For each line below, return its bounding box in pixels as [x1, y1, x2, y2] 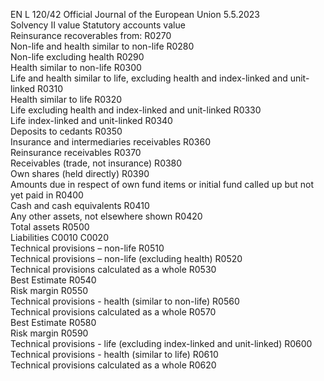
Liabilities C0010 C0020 [10, 232, 109, 243]
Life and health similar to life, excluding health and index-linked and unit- [10, 72, 310, 84]
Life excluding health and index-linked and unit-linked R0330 [10, 104, 262, 116]
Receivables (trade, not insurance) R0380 [10, 157, 183, 169]
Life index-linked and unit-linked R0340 [10, 115, 173, 126]
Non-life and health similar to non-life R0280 [10, 40, 195, 52]
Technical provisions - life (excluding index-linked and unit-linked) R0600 [10, 338, 313, 349]
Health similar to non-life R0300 [10, 62, 142, 73]
